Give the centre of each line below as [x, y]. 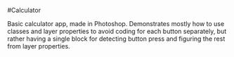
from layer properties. [39, 46]
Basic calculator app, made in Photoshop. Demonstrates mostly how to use [116, 24]
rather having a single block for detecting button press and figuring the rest [116, 39]
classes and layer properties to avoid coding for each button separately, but [117, 31]
